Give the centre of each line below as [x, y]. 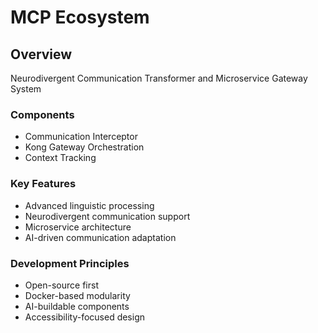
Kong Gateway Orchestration [84, 147]
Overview [41, 54]
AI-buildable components [77, 306]
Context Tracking [60, 158]
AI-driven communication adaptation [100, 237]
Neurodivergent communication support [107, 216]
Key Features [43, 184]
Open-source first [61, 285]
